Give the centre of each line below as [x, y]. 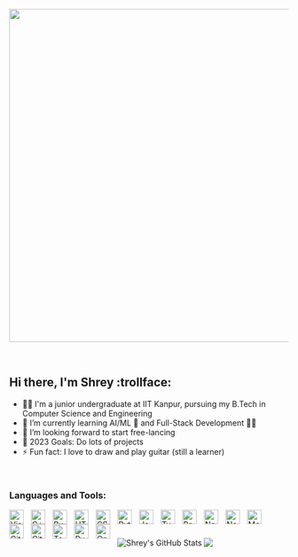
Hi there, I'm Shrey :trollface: [90, 382]
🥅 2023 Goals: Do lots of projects [82, 442]
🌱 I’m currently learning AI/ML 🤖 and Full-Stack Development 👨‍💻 [139, 423]
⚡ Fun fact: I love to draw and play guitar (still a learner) [123, 451]
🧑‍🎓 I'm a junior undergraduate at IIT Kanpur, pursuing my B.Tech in [144, 403]
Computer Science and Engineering [87, 413]
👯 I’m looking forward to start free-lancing [98, 432]
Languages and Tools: [58, 495]
